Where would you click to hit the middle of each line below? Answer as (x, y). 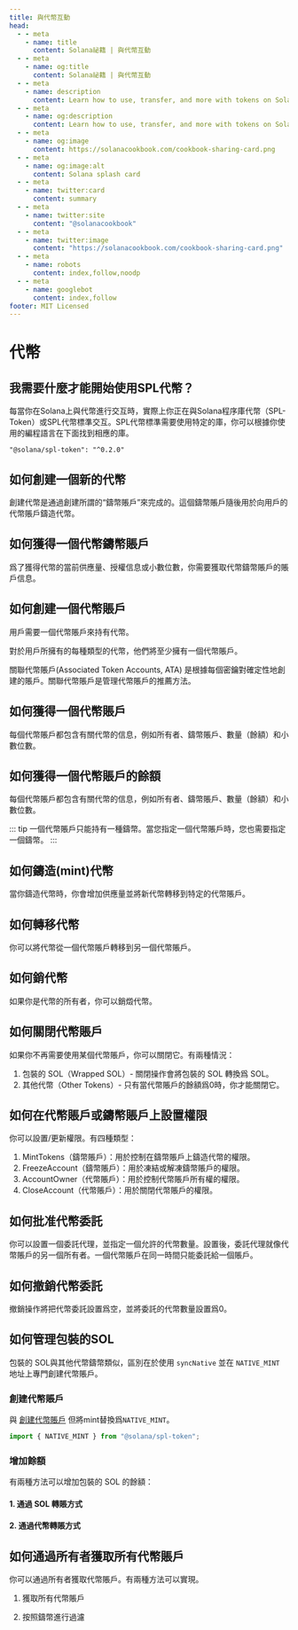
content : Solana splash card (86, 174)
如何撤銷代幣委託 (56, 1285)
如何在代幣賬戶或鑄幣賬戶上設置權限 (108, 1115)
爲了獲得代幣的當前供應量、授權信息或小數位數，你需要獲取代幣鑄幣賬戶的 (145, 567)
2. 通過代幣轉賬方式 (45, 1525)
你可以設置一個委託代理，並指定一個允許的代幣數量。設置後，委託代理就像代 (149, 1244)
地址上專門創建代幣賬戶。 (56, 1373)
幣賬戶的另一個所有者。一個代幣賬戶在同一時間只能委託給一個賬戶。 (133, 1255)
